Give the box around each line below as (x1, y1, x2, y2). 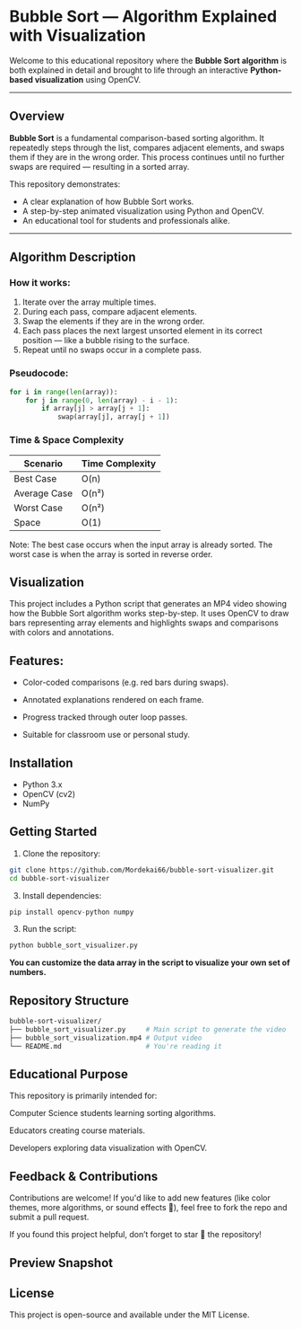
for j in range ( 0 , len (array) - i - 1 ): (25, 395, 178, 405)
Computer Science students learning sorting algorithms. (9, 1108, 217, 1119)
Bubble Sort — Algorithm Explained (9, 6, 278, 27)
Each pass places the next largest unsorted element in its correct (21, 325, 262, 336)
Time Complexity (81, 456, 157, 469)
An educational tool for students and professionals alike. (21, 215, 230, 226)
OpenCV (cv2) (21, 788, 76, 799)
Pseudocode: (9, 367, 69, 379)
